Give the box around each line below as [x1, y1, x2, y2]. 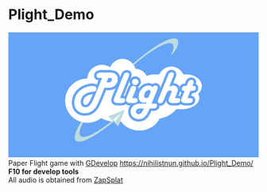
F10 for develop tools [8, 167, 79, 176]
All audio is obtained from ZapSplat [8, 175, 123, 184]
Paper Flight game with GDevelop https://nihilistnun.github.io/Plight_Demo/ [8, 158, 254, 167]
